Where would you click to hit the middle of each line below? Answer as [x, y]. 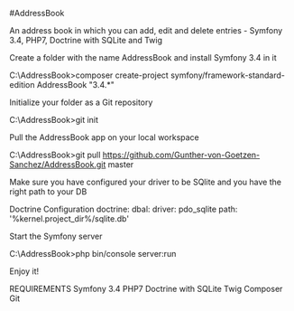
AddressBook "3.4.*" [76, 85]
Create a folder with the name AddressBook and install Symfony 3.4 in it [143, 57]
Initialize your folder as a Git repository [81, 102]
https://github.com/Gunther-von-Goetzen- [181, 155]
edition [22, 85]
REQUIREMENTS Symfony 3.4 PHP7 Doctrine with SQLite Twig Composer [146, 289]
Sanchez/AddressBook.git [58, 165]
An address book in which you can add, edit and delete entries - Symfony [146, 30]
